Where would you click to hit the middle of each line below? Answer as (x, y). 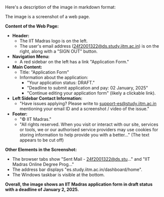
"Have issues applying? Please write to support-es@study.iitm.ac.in (88, 103)
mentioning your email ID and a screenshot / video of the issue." (84, 109)
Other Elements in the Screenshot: (41, 150)
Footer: (20, 114)
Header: (21, 36)
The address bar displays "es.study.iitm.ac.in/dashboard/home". (77, 169)
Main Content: (27, 67)
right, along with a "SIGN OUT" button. (59, 51)
